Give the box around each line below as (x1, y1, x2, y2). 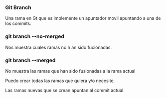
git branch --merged (5, 57, 56, 64)
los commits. (5, 20, 31, 26)
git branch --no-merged (5, 33, 65, 40)
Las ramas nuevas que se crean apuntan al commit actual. (5, 87, 125, 93)
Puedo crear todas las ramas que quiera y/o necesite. (5, 78, 115, 84)
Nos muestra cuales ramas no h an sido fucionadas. (5, 44, 112, 50)
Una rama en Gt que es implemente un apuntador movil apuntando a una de (5, 15, 161, 21)
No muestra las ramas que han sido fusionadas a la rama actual (5, 68, 136, 74)
